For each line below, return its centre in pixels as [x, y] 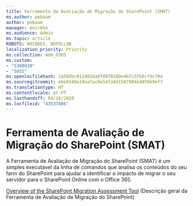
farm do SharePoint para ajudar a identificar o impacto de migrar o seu [91, 173]
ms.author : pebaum [28, 17]
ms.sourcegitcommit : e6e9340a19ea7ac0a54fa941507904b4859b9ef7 [85, 82]
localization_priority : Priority [47, 50]
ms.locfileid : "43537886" [37, 104]
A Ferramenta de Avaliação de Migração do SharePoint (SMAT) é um [88, 161]
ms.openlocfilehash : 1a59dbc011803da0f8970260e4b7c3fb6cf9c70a [85, 76]
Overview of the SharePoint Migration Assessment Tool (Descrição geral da [97, 191]
